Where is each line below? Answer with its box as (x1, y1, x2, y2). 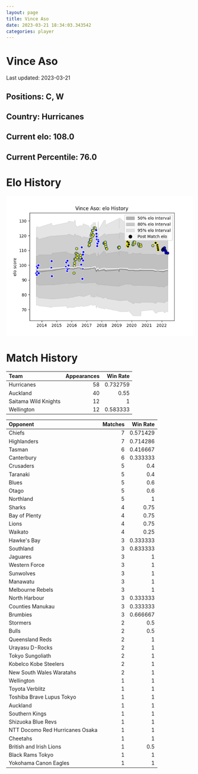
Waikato (8, 528, 28, 535)
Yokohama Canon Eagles (8, 760, 70, 767)
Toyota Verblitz (8, 686, 46, 693)
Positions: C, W (6, 91, 64, 101)
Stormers (8, 619, 31, 626)
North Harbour (8, 594, 44, 602)
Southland (8, 545, 34, 552)
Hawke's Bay (8, 537, 41, 544)
